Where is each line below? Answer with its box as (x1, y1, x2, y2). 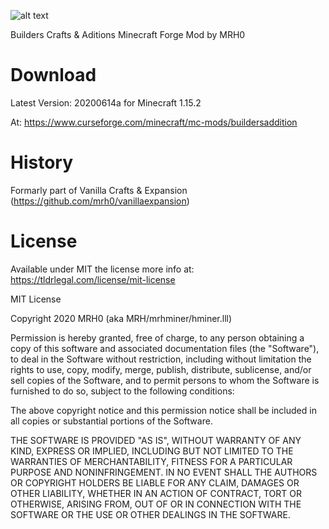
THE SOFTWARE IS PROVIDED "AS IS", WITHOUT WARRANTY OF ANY (10, 434, 302, 446)
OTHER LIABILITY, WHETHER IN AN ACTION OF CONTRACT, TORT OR (10, 487, 302, 499)
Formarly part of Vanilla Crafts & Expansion (10, 184, 188, 196)
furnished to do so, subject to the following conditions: (10, 385, 235, 397)
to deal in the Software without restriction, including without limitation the (10, 353, 312, 365)
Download (10, 64, 97, 87)
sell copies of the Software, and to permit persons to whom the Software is (10, 374, 320, 386)
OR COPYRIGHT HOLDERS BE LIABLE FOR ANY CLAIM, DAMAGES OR (10, 476, 300, 489)
